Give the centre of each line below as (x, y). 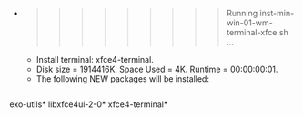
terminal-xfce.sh (257, 32)
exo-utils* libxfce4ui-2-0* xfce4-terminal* (89, 104)
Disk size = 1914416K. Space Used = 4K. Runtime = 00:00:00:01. (157, 69)
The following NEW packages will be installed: (122, 79)
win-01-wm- (249, 23)
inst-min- (277, 13)
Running (242, 13)
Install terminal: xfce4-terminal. (95, 59)
